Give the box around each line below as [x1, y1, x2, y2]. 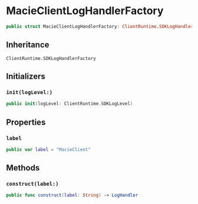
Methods [6, 163, 40, 173]
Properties [6, 117, 46, 127]
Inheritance [6, 40, 49, 50]
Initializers [6, 72, 46, 82]
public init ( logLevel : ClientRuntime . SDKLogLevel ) [6, 101, 133, 107]
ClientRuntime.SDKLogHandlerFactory [6, 55, 96, 61]
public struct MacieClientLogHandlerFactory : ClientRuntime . [6, 24, 160, 29]
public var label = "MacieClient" [6, 146, 91, 152]
